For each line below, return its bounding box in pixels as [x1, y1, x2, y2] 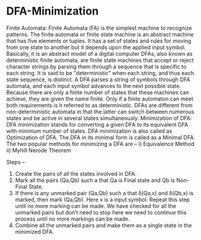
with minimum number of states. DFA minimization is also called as [6, 127, 173, 135]
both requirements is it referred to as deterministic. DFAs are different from [6, 101, 193, 108]
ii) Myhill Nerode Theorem [6, 147, 71, 154]
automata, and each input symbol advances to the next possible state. [6, 82, 182, 89]
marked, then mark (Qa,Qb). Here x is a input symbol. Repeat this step [15, 196, 190, 203]
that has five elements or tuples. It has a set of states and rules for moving [6, 37, 192, 44]
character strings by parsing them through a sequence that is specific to [6, 62, 186, 70]
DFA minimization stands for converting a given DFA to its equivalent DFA [6, 121, 189, 128]
